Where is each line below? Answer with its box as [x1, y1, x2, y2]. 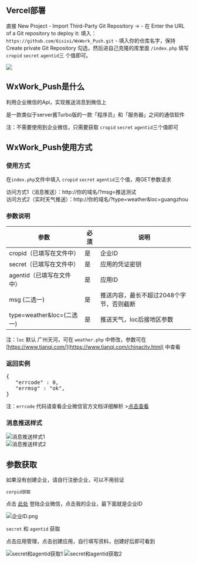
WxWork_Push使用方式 [6, 143, 93, 153]
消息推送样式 [6, 419, 43, 427]
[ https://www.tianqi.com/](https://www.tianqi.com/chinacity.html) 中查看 [6, 343, 181, 350]
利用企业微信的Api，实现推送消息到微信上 [6, 98, 107, 105]
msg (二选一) [9, 295, 45, 303]
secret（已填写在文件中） [9, 260, 80, 268]
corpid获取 [6, 489, 31, 495]
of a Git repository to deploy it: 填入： [6, 29, 97, 37]
